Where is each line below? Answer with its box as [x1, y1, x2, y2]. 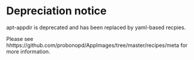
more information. [6, 48, 50, 55]
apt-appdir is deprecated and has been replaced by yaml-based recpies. [6, 24, 186, 31]
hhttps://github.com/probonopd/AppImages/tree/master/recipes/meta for [6, 42, 188, 49]
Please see [6, 35, 34, 42]
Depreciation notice [6, 4, 107, 18]
